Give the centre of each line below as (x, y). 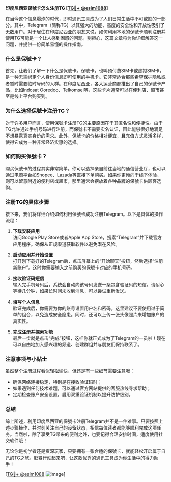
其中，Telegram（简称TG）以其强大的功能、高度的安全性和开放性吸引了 (89, 25)
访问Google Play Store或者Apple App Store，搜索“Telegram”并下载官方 (87, 238)
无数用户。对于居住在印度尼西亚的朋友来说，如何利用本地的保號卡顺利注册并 (85, 32)
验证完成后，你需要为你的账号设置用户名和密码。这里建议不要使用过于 (86, 308)
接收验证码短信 (28, 278)
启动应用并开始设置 (33, 255)
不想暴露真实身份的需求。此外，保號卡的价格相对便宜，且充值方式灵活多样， (85, 136)
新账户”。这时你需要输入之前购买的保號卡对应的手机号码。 (74, 267)
